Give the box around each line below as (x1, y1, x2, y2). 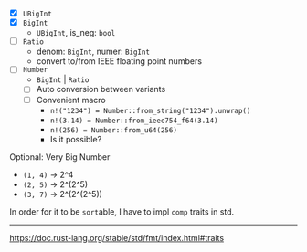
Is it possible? (49, 133, 102, 144)
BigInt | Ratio (36, 74, 90, 85)
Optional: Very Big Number (9, 151, 111, 163)
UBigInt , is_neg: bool (36, 26, 116, 37)
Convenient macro (36, 94, 107, 105)
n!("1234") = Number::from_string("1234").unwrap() (49, 106, 251, 115)
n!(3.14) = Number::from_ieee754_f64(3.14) (49, 116, 218, 125)
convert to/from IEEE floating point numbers (36, 55, 203, 67)
